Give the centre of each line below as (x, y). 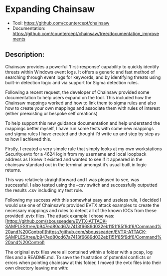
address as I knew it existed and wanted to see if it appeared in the (74, 159)
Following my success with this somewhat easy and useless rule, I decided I (83, 200)
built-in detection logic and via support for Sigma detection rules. (72, 82)
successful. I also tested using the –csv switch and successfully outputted (82, 185)
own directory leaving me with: (37, 268)
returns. (13, 170)
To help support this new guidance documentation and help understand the (83, 123)
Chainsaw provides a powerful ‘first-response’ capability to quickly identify (82, 66)
